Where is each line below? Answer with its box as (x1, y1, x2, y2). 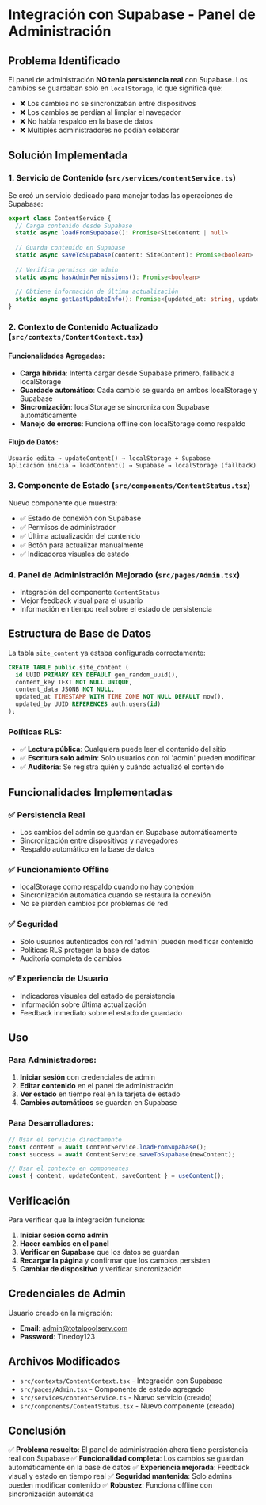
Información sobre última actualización (19, 1000, 147, 1009)
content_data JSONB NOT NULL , (15, 685, 115, 694)
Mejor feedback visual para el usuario (19, 596, 143, 605)
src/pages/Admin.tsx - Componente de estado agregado (19, 1384, 204, 1393)
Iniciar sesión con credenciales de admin (19, 1073, 156, 1082)
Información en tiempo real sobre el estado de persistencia (19, 604, 212, 613)
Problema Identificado (8, 54, 120, 67)
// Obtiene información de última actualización (15, 288, 179, 296)
